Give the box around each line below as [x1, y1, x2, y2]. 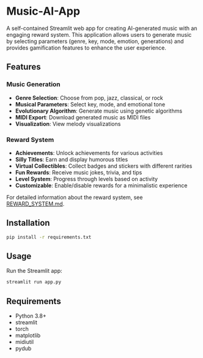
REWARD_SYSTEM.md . [6, 200, 65, 207]
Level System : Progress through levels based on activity [15, 175, 158, 182]
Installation [6, 218, 50, 228]
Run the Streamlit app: [6, 267, 62, 275]
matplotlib [15, 332, 41, 339]
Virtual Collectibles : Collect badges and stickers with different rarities [15, 162, 193, 170]
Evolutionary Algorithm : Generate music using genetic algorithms [15, 107, 182, 114]
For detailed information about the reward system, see [6, 193, 143, 201]
